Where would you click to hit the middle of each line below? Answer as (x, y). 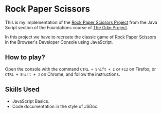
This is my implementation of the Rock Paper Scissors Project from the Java (81, 22)
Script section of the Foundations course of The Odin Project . (67, 27)
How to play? (25, 57)
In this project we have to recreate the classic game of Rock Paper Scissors (81, 37)
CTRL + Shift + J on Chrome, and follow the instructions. (63, 74)
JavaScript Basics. (31, 101)
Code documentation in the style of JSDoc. (55, 106)
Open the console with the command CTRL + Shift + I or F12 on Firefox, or (81, 69)
